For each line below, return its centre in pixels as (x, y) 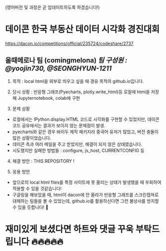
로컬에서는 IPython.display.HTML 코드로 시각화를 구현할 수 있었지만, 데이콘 (86, 119)
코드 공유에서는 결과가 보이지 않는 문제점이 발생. (59, 125)
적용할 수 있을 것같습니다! (37, 188)
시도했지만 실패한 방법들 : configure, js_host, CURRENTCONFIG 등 (78, 150)
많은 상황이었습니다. (32, 138)
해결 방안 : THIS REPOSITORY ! (43, 161)
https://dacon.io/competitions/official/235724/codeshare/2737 (69, 43)
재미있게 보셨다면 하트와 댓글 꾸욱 (69, 229)
